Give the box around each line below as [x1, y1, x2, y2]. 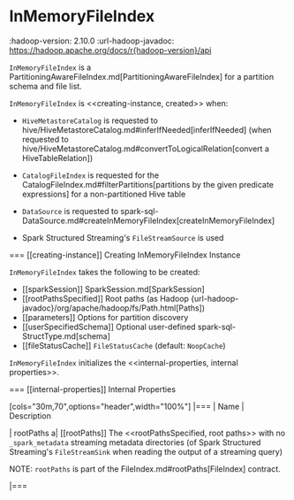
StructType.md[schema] [21, 330, 110, 342]
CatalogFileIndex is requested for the [21, 170, 160, 181]
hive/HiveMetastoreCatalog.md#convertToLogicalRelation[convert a [21, 143, 269, 154]
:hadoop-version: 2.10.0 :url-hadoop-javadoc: [9, 35, 175, 46]
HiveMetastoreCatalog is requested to [21, 115, 159, 126]
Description [9, 410, 51, 421]
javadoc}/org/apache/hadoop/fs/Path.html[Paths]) [21, 303, 206, 313]
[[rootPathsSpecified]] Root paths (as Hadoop [21, 293, 190, 304]
